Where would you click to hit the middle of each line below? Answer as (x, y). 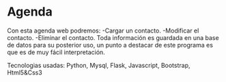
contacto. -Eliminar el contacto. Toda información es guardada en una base (113, 37)
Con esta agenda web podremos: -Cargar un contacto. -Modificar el (103, 30)
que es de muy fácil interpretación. (56, 52)
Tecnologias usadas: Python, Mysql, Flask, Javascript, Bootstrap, (99, 65)
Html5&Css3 (25, 73)
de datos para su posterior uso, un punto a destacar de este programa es (110, 45)
